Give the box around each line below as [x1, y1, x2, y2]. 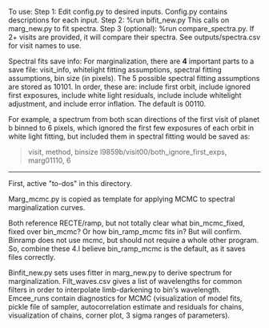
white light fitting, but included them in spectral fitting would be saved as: [8, 132, 251, 141]
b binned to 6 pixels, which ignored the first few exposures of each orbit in [8, 124, 255, 132]
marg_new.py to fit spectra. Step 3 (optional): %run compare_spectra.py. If [8, 24, 255, 33]
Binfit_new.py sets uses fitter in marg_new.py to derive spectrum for [8, 268, 232, 277]
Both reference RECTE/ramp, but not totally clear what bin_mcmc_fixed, [8, 218, 246, 228]
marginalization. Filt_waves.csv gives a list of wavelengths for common [8, 277, 243, 285]
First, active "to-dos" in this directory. [8, 179, 132, 188]
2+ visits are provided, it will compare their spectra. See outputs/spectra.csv [8, 32, 261, 42]
